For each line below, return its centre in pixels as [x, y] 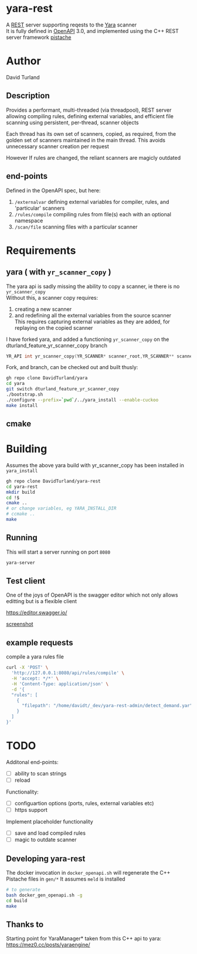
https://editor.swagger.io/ [37, 612]
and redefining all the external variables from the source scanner [93, 315]
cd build [17, 901]
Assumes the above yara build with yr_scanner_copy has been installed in [95, 465]
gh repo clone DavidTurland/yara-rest [53, 481]
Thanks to [25, 924]
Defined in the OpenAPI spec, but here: [53, 190]
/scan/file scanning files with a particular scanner [76, 227]
